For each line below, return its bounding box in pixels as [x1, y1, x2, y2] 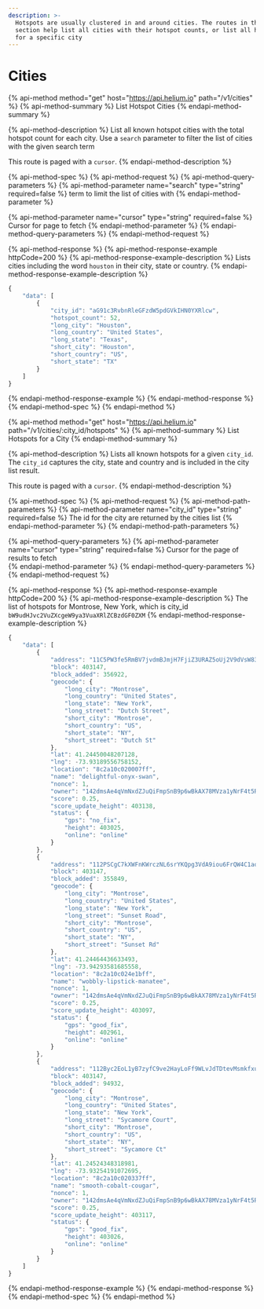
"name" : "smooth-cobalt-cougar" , [49, 1182, 159, 1190]
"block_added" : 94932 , [49, 1080, 125, 1087]
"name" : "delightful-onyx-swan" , [49, 773, 159, 781]
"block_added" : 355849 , [49, 875, 128, 883]
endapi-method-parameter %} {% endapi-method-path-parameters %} [8, 522, 240, 531]
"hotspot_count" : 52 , [49, 313, 122, 322]
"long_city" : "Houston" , [49, 321, 132, 329]
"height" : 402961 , [64, 1028, 125, 1036]
